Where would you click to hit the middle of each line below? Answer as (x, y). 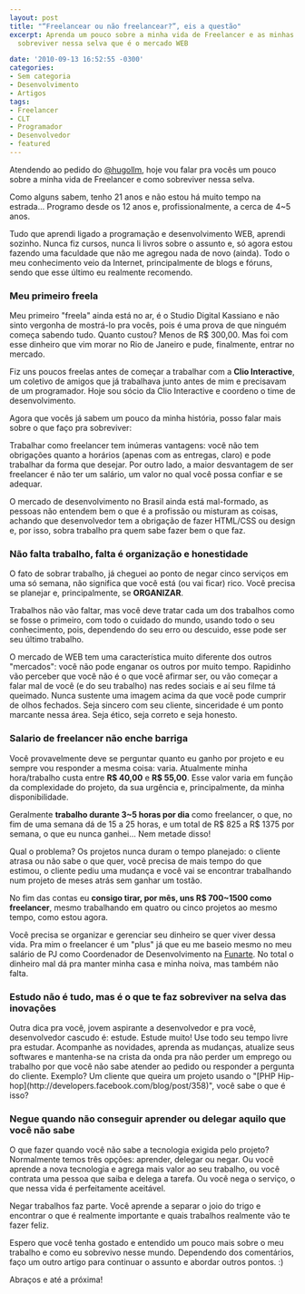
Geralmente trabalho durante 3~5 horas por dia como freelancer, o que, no (151, 814)
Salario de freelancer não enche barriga (99, 739)
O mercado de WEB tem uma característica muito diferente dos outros (141, 657)
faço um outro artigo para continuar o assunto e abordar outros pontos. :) (147, 1262)
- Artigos (28, 93)
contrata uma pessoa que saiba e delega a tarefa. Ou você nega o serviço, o (152, 1179)
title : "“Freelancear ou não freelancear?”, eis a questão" (126, 26)
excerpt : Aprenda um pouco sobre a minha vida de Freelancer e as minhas (152, 34)
